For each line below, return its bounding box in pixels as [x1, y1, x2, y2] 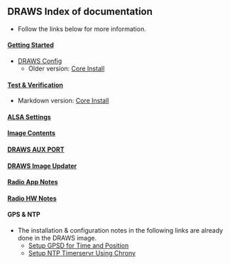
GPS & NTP [7, 210, 40, 219]
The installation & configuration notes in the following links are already [17, 226, 224, 234]
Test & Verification [7, 80, 64, 89]
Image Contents [7, 129, 55, 137]
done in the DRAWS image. [17, 233, 97, 242]
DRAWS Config [17, 57, 62, 65]
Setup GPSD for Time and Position [28, 241, 129, 250]
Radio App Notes [7, 178, 58, 186]
